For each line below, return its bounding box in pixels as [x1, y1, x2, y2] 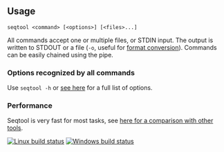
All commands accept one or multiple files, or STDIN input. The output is [7, 36, 214, 44]
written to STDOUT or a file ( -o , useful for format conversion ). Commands [7, 43, 218, 51]
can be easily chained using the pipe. [7, 50, 114, 59]
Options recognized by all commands [7, 68, 135, 77]
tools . [7, 124, 24, 132]
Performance [7, 101, 53, 111]
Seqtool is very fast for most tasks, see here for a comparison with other [7, 117, 214, 125]
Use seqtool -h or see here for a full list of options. [7, 84, 153, 92]
